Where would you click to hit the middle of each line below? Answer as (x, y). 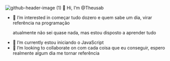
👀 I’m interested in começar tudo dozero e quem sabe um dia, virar (82, 17)
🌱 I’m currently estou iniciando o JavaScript (58, 42)
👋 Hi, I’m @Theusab (83, 8)
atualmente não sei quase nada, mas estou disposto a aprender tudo (84, 33)
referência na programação (41, 23)
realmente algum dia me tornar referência (56, 53)
